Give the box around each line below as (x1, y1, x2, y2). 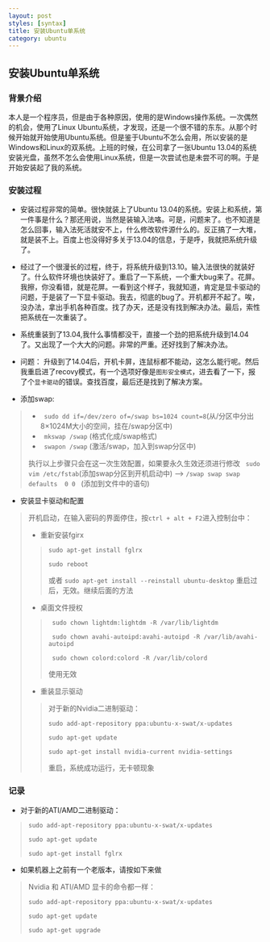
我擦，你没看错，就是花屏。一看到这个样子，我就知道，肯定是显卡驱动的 (19, 282, 260, 292)
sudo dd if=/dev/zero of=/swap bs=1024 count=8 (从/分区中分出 (44, 411, 255, 421)
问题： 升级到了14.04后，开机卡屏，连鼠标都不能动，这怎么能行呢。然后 (19, 356, 260, 367)
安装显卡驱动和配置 (19, 496, 85, 506)
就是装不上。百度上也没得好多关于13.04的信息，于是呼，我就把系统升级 (19, 235, 258, 244)
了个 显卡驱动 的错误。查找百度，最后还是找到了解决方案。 (19, 377, 207, 387)
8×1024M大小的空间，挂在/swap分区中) (39, 421, 173, 431)
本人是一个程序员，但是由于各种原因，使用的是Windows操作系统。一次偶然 (8, 112, 259, 122)
